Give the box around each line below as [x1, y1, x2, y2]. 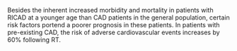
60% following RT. [7, 36, 62, 44]
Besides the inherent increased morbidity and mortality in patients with [7, 6, 214, 14]
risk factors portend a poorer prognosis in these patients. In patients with [7, 21, 221, 29]
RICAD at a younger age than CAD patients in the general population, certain [7, 13, 230, 22]
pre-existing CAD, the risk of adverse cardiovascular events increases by [7, 28, 221, 36]
